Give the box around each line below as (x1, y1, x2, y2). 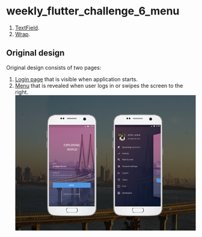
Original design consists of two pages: (6, 64, 102, 71)
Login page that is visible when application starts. (14, 75, 138, 82)
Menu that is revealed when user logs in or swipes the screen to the (14, 82, 183, 89)
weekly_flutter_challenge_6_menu (6, 4, 180, 18)
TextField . (14, 24, 40, 31)
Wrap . (14, 30, 30, 37)
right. (14, 88, 29, 96)
